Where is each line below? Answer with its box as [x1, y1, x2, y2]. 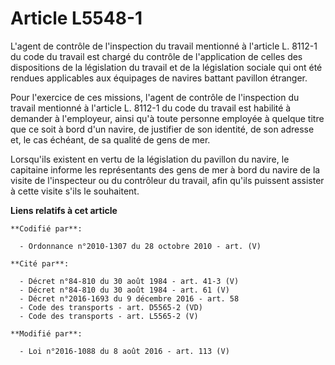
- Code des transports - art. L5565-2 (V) [19, 311, 199, 321]
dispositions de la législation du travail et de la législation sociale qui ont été [10, 61, 323, 73]
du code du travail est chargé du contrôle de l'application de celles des [10, 50, 303, 62]
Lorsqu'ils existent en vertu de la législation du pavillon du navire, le [10, 153, 290, 165]
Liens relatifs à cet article [10, 204, 118, 216]
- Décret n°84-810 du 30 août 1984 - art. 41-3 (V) [19, 276, 240, 286]
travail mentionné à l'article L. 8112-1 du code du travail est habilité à [10, 102, 292, 114]
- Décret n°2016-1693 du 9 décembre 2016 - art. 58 [19, 293, 240, 304]
